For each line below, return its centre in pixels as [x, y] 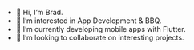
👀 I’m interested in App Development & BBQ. [89, 21]
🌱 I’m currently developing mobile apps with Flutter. [101, 29]
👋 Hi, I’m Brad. [39, 12]
